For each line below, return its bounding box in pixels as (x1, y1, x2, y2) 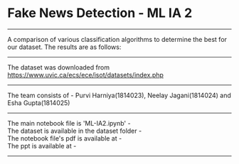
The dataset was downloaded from (7, 62, 110, 72)
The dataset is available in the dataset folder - (7, 126, 142, 135)
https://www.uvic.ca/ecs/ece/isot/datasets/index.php (7, 70, 164, 79)
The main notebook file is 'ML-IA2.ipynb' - (7, 119, 131, 127)
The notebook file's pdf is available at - (7, 133, 122, 143)
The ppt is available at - (7, 141, 77, 150)
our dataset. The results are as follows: (7, 43, 122, 51)
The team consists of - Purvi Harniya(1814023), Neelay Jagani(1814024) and (7, 91, 231, 99)
